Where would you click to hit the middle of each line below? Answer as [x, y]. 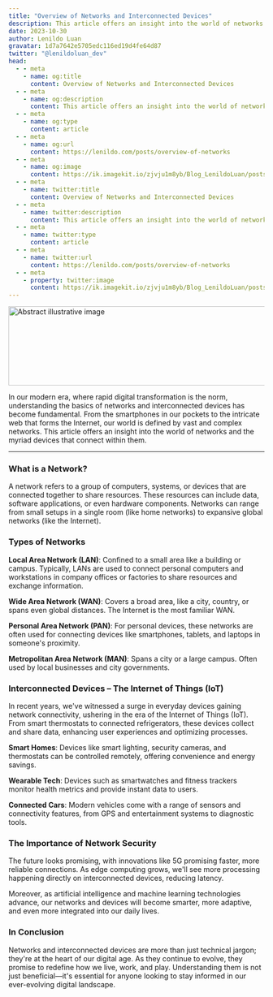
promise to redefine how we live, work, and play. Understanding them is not [135, 967]
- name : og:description [63, 99]
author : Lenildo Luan [45, 39]
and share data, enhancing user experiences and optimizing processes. [128, 732]
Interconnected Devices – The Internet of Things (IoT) [116, 688]
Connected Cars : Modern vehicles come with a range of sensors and [125, 805]
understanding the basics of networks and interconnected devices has [127, 406]
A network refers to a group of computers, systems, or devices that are [127, 486]
